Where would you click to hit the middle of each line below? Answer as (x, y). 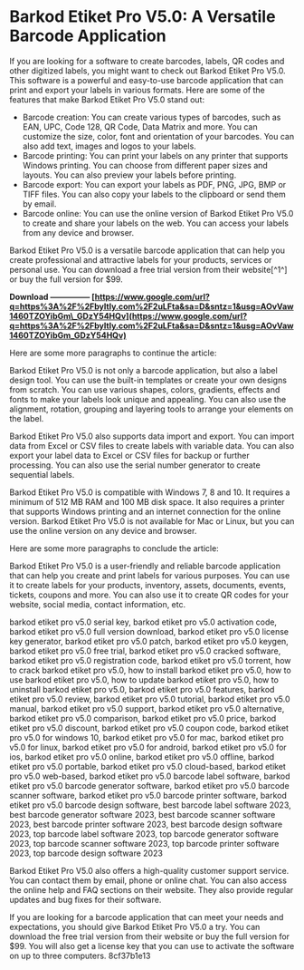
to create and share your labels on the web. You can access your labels (156, 223)
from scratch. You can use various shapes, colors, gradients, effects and (145, 389)
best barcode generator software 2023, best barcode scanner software (142, 814)
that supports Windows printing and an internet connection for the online (145, 511)
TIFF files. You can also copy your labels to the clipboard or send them (154, 194)
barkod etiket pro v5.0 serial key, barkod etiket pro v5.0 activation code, (143, 622)
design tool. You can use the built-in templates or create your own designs (148, 380)
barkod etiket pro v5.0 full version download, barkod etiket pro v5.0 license (149, 631)
